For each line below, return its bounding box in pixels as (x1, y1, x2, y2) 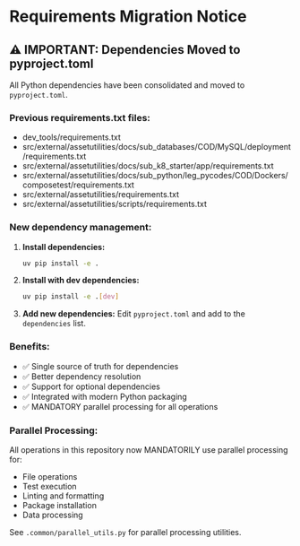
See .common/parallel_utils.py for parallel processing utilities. (9, 526, 242, 537)
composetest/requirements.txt (21, 179, 134, 190)
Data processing (21, 509, 83, 520)
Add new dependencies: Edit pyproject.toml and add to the (21, 308, 246, 319)
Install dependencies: (21, 241, 106, 252)
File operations (21, 471, 78, 481)
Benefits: (9, 341, 51, 353)
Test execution (21, 481, 78, 491)
